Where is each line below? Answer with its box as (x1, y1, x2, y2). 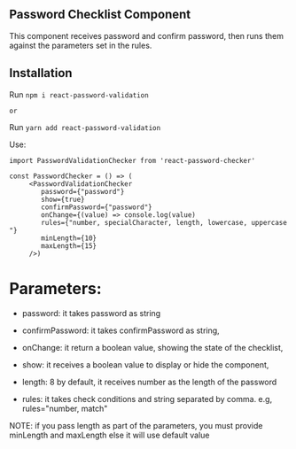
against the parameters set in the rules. (9, 40, 152, 50)
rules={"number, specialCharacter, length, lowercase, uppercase (41, 218, 288, 227)
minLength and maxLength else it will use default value (9, 430, 210, 440)
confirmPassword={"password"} (41, 203, 152, 212)
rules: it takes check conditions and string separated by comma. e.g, (21, 393, 273, 404)
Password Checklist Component (9, 7, 191, 22)
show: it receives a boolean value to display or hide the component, (21, 359, 269, 370)
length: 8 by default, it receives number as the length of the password (21, 376, 277, 387)
